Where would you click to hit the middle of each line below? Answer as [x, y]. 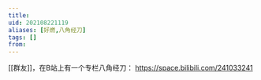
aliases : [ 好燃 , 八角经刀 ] [47, 30]
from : [17, 45]
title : [19, 15]
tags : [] [22, 37]
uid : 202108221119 [38, 23]
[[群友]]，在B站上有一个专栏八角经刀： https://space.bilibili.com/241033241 [131, 68]
